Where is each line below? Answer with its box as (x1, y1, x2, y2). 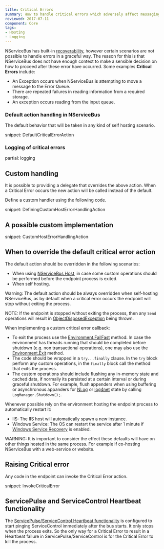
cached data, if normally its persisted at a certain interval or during (12, 376, 146, 382)
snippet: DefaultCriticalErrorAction (5, 132, 74, 138)
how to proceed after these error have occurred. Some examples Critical (5, 63, 152, 69)
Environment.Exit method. (12, 350, 64, 356)
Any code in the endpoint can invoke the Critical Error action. (5, 473, 128, 479)
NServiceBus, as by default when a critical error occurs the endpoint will (5, 295, 151, 301)
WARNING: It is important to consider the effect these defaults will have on (5, 435, 155, 441)
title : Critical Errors (5, 7, 54, 12)
